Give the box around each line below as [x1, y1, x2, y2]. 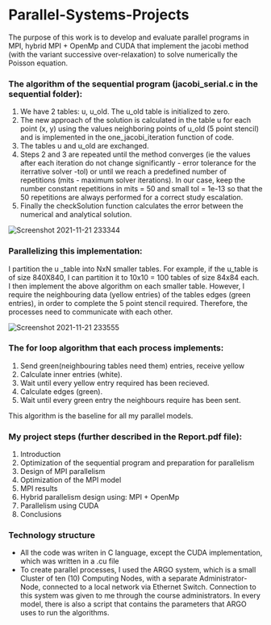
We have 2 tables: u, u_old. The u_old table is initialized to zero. [19, 107, 230, 116]
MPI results [19, 484, 58, 493]
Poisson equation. [8, 58, 69, 68]
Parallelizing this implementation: [8, 245, 143, 257]
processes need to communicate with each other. [8, 307, 173, 317]
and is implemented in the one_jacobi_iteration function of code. [19, 132, 235, 142]
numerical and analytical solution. [19, 210, 132, 220]
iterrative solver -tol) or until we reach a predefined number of [19, 167, 227, 177]
